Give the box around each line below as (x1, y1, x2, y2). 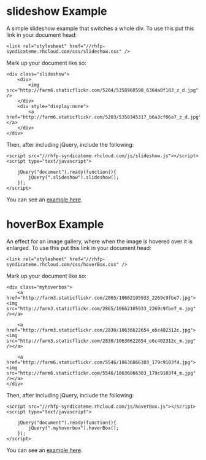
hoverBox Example (6, 217, 104, 232)
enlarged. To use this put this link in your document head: (6, 244, 151, 251)
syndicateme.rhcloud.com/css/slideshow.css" (6, 48, 122, 55)
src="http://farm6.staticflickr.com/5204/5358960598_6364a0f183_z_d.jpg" (6, 87, 199, 93)
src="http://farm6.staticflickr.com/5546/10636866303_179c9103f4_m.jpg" (6, 370, 196, 376)
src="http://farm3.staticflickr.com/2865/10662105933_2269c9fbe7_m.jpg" (6, 305, 196, 311)
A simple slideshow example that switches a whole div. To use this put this (6, 25, 194, 32)
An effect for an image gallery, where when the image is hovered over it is (6, 238, 193, 245)
